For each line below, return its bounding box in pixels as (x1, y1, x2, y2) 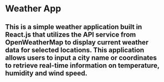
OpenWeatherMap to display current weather (5, 38, 149, 46)
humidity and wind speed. (5, 69, 88, 77)
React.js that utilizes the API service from (5, 30, 136, 39)
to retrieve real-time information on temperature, (5, 61, 160, 70)
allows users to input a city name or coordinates (5, 53, 157, 62)
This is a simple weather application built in (5, 23, 142, 31)
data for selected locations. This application (5, 45, 145, 54)
